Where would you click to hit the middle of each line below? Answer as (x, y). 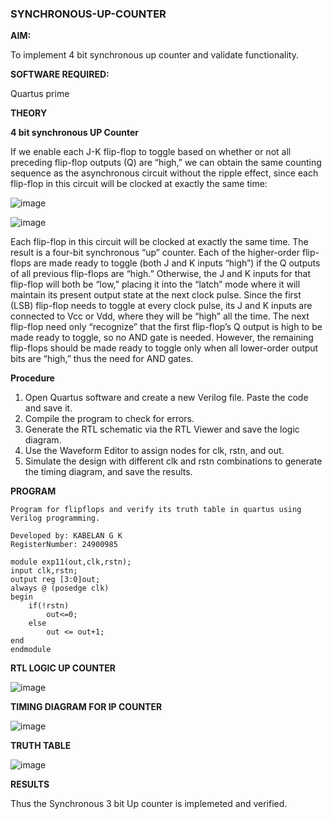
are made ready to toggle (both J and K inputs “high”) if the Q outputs (177, 263)
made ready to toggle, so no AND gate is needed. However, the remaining (162, 338)
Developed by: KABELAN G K (66, 536)
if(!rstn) (49, 606)
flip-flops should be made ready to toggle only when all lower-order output (164, 348)
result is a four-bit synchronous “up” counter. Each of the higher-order (155, 253)
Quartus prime (40, 94)
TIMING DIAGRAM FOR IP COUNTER (86, 707)
